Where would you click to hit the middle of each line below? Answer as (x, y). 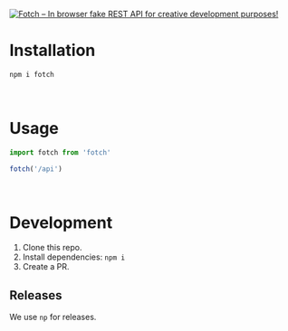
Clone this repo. (52, 248)
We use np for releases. (53, 317)
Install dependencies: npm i (73, 257)
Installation (53, 51)
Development (61, 222)
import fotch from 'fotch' (60, 152)
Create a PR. (46, 267)
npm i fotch (32, 74)
